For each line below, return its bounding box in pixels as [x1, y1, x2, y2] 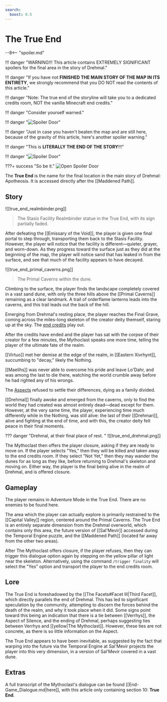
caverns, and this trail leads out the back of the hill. [5, 302, 110, 308]
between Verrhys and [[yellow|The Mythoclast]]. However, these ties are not [5, 623, 162, 629]
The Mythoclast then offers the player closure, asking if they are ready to [5, 442, 155, 448]
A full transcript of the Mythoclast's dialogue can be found [5, 681, 125, 688]
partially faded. [17, 221, 49, 227]
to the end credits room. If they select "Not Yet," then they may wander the [5, 453, 158, 459]
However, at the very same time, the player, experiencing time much [5, 407, 145, 414]
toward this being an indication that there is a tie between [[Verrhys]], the [5, 612, 156, 618]
